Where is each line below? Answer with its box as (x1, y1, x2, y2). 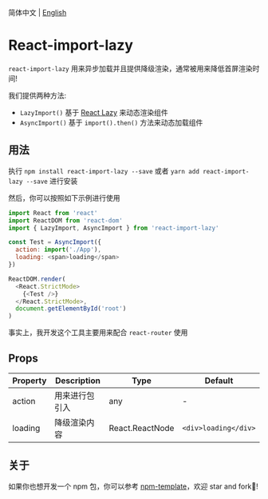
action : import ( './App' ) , (15, 246, 102, 254)
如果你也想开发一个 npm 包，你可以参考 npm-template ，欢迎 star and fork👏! (8, 481, 259, 491)
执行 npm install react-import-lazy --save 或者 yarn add (8, 166, 199, 175)
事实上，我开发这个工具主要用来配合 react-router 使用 (8, 328, 188, 337)
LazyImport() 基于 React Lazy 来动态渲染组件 (19, 107, 169, 117)
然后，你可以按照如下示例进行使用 (8, 193, 120, 202)
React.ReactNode (108, 422, 175, 433)
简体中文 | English (8, 8, 67, 17)
